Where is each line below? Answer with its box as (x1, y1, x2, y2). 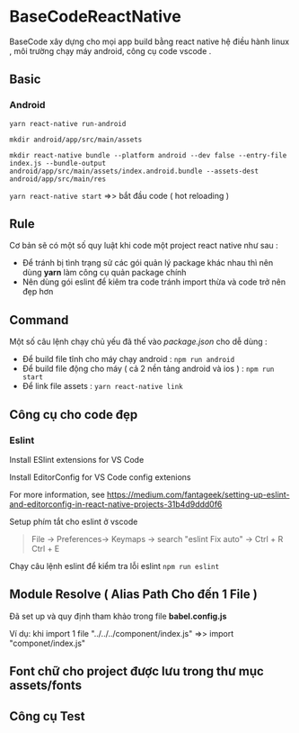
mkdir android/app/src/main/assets (9, 135, 143, 144)
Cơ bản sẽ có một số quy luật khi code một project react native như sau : (9, 240, 278, 251)
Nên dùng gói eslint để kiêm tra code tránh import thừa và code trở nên (22, 276, 286, 287)
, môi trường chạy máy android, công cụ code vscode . (9, 45, 212, 56)
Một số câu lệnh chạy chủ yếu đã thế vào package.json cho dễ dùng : (9, 336, 268, 348)
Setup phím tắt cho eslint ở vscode (9, 516, 138, 527)
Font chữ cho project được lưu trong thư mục (9, 664, 265, 679)
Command (9, 312, 69, 328)
